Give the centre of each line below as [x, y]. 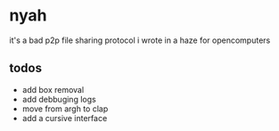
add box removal [53, 89]
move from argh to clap [65, 109]
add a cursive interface [65, 118]
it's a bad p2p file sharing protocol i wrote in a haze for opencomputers [140, 40]
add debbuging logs [59, 99]
